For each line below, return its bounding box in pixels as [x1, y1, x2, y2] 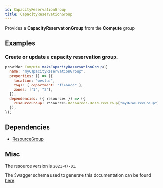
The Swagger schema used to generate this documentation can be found [5, 172, 151, 178]
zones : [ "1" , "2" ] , [14, 87, 53, 92]
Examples [5, 39, 35, 47]
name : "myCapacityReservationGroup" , [9, 69, 86, 74]
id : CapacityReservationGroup [5, 7, 66, 12]
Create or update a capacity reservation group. [5, 53, 118, 60]
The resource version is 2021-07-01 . [5, 163, 77, 169]
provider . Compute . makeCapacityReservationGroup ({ [5, 65, 108, 69]
